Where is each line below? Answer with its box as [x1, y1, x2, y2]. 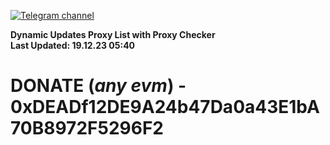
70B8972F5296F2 [10, 117, 164, 140]
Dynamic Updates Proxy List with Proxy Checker [10, 29, 216, 40]
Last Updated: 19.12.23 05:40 [10, 40, 136, 51]
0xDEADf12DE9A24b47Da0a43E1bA [10, 96, 320, 119]
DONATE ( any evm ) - [10, 75, 187, 97]
